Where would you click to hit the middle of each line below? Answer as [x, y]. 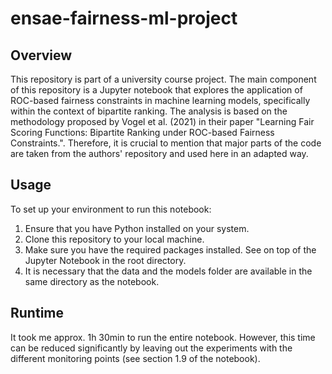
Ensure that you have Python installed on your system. [137, 228]
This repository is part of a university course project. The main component [163, 79]
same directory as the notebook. [92, 281]
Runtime [37, 313]
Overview [41, 55]
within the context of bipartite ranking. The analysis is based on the [149, 111]
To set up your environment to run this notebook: [111, 209]
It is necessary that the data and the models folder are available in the [168, 271]
